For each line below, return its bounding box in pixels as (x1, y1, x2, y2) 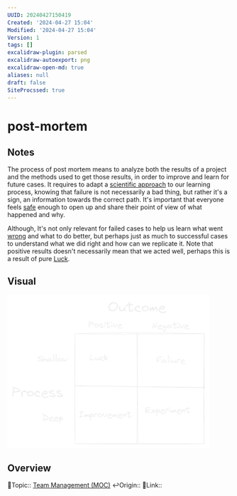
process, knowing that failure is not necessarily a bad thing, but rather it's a (7, 188, 228, 196)
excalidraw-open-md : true (7, 64, 84, 71)
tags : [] (7, 41, 33, 49)
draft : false (7, 79, 46, 86)
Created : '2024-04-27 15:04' (7, 19, 94, 26)
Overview (7, 462, 52, 474)
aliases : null (7, 71, 50, 78)
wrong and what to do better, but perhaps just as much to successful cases (7, 232, 228, 241)
